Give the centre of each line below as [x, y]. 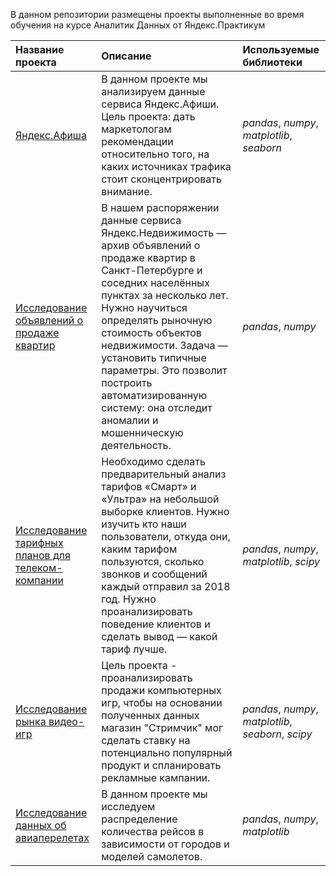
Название [40, 49]
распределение [139, 819]
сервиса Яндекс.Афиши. [160, 104]
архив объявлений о [151, 245]
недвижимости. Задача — [164, 345]
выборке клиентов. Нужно [165, 511]
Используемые [281, 49]
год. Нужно [129, 599]
